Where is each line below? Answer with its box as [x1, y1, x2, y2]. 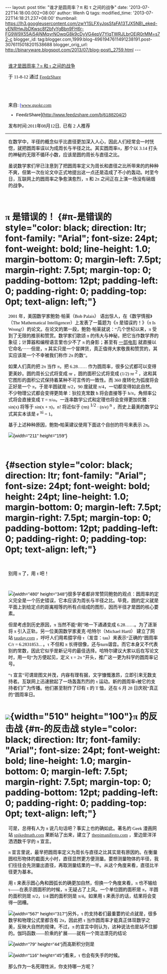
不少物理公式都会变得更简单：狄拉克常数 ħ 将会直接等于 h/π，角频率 [8, 390, 153, 396]
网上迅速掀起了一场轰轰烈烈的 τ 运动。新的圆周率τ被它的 [31, 678, 151, 684]
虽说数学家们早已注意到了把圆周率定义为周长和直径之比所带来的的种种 [8, 163, 159, 169]
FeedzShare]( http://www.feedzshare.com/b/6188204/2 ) [15, 112, 127, 118]
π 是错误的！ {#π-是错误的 [5, 211, 112, 223]
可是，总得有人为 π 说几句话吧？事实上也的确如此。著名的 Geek [8, 825, 143, 831]
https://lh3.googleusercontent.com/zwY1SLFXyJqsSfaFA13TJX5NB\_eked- [5, 20, 158, 26]
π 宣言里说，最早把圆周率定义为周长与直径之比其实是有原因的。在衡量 [8, 850, 158, 855]
